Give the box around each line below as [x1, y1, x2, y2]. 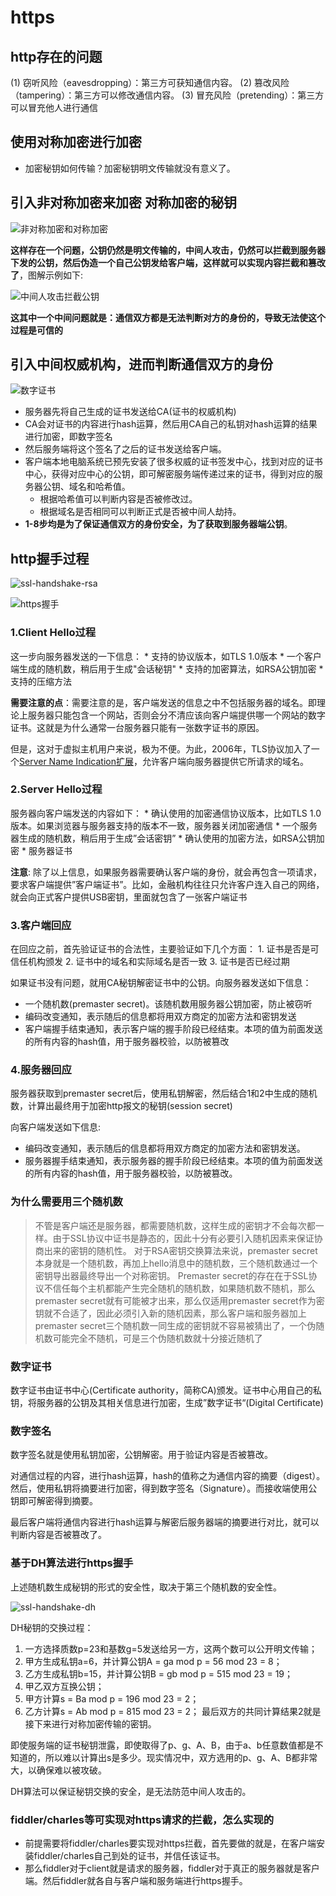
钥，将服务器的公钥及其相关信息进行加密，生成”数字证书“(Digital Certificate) [10, 1397, 324, 1409]
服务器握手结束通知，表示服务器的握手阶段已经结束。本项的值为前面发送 [24, 1155, 323, 1167]
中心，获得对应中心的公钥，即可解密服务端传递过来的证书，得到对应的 [24, 468, 315, 480]
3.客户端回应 [10, 918, 72, 932]
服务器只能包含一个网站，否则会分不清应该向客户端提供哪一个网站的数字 [27, 709, 326, 721]
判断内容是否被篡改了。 [10, 1529, 107, 1541]
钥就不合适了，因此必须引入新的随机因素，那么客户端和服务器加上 [34, 1307, 307, 1319]
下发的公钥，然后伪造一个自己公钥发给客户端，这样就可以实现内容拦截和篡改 [10, 256, 326, 268]
